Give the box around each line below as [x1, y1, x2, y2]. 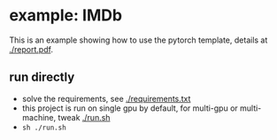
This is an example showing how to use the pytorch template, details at [9, 35, 268, 45]
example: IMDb [9, 5, 122, 26]
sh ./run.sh [21, 123, 66, 132]
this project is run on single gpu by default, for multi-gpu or [21, 103, 239, 113]
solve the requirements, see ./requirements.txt [21, 93, 191, 104]
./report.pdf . [9, 43, 53, 54]
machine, [21, 112, 57, 122]
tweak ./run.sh [57, 112, 111, 122]
